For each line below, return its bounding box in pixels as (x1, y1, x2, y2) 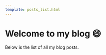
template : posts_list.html (5, 7, 60, 12)
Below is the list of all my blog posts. (5, 44, 79, 50)
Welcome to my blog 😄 (5, 28, 102, 39)
